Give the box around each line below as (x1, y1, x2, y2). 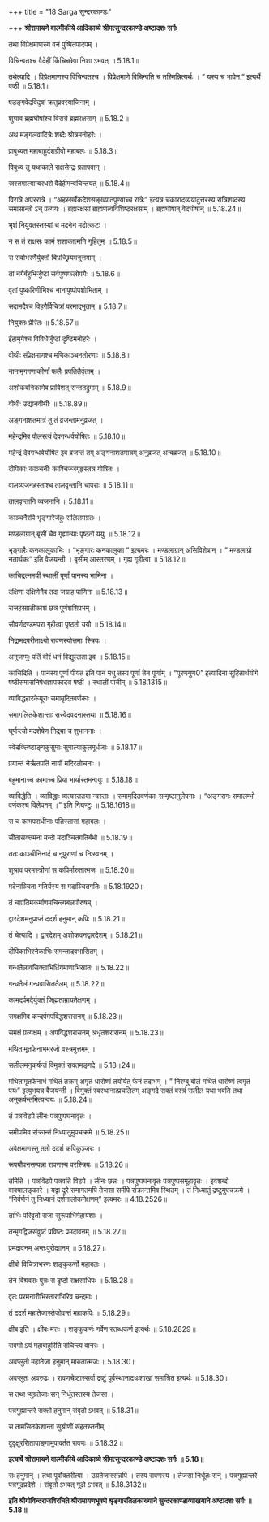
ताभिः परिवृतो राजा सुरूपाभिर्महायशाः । (8, 1211, 104, 1220)
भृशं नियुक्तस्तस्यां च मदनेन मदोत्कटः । (8, 220, 107, 230)
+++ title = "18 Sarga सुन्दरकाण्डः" (8, 7, 112, 16)
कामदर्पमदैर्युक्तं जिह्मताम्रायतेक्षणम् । (8, 995, 97, 1004)
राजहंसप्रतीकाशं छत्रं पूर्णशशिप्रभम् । (8, 603, 96, 613)
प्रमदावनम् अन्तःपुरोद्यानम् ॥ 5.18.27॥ (8, 1243, 106, 1252)
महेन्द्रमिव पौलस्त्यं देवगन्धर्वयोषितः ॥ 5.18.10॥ (8, 431, 126, 441)
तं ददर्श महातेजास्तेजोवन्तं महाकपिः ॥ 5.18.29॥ (8, 1308, 131, 1317)
